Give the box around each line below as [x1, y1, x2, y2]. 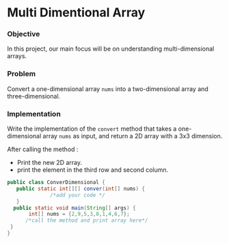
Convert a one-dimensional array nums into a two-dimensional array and [7, 84, 208, 93]
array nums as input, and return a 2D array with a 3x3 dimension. [42, 132, 223, 140]
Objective [7, 29, 40, 39]
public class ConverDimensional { [7, 179, 106, 186]
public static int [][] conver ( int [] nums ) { [16, 185, 146, 192]
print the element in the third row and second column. [16, 166, 169, 174]
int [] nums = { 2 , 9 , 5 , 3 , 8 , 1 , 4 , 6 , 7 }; [28, 211, 130, 218]
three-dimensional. [7, 92, 61, 100]
